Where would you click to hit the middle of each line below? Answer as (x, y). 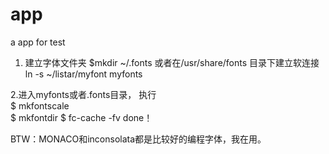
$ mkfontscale (40, 105)
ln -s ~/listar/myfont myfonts (83, 74)
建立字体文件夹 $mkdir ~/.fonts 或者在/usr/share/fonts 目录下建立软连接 (172, 62)
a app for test (38, 42)
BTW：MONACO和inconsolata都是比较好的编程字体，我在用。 (138, 139)
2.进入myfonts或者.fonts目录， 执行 (83, 94)
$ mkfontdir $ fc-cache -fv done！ (81, 117)
